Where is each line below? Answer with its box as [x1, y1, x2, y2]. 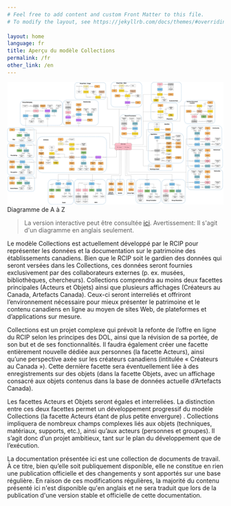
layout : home [7, 33, 45, 40]
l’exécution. [7, 441, 40, 450]
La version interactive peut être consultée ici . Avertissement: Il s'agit [23, 219, 218, 227]
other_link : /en [7, 62, 54, 69]
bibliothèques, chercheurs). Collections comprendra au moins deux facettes [7, 276, 223, 285]
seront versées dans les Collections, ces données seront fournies [7, 261, 192, 269]
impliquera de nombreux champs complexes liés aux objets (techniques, [7, 419, 212, 428]
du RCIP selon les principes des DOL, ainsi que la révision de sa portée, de [7, 333, 219, 342]
